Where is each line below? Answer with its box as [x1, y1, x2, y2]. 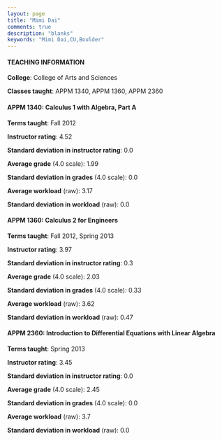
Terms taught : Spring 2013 [7, 344, 85, 353]
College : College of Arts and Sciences [7, 73, 117, 82]
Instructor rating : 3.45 [7, 358, 73, 366]
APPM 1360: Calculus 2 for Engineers [7, 216, 119, 225]
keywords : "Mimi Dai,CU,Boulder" [7, 36, 105, 43]
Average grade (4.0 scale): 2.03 [7, 272, 100, 281]
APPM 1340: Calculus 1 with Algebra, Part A [7, 103, 137, 111]
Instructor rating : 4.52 [7, 132, 73, 141]
